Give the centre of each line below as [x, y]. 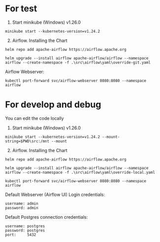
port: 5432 [21, 235]
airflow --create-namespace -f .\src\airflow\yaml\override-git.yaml [78, 62]
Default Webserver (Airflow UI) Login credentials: [55, 194]
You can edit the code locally [34, 118]
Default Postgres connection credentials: [47, 217]
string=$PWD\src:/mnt [27, 141]
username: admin [22, 203]
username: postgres [25, 226]
